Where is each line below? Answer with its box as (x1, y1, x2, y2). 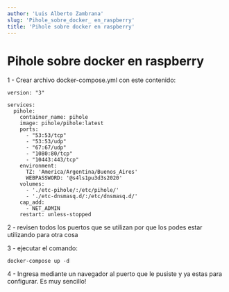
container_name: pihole (19, 114, 89, 121)
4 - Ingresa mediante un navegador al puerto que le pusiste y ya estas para (7, 270, 223, 278)
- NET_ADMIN (25, 205, 60, 212)
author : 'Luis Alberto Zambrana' (7, 10, 104, 17)
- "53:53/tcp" (25, 132, 67, 139)
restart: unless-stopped (19, 211, 92, 218)
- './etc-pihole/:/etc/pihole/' (25, 187, 119, 194)
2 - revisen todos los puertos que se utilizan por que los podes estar (7, 223, 203, 232)
